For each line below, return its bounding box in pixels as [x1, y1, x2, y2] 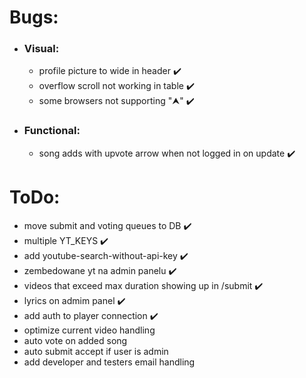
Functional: [23, 124, 81, 138]
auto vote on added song [23, 334, 128, 346]
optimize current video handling [23, 324, 156, 336]
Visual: [23, 42, 60, 56]
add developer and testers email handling [23, 356, 196, 368]
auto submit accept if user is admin [23, 345, 169, 357]
